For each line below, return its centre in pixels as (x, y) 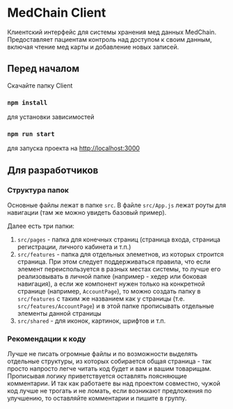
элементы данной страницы (59, 314)
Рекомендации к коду (47, 339)
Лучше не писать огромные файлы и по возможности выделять (103, 354)
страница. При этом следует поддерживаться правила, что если (114, 262)
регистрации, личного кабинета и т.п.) (74, 247)
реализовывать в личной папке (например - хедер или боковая (112, 277)
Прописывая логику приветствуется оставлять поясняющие (97, 376)
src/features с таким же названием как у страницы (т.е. (101, 299)
